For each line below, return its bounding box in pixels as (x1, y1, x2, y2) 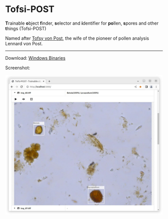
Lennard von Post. (5, 40, 43, 46)
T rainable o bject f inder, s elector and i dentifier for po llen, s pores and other (5, 20, 159, 26)
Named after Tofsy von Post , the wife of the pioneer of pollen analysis (5, 35, 149, 41)
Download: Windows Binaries (5, 55, 66, 61)
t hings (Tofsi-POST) (5, 25, 46, 31)
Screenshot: (5, 64, 30, 71)
